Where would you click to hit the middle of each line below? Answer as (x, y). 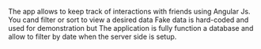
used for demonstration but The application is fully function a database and (131, 28)
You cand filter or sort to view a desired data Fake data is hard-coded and (129, 20)
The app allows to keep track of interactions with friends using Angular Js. (129, 11)
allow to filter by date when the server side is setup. (93, 36)
